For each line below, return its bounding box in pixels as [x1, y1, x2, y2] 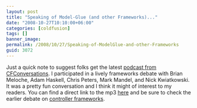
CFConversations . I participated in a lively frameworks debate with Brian [6, 69, 183, 77]
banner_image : [6, 36, 42, 42]
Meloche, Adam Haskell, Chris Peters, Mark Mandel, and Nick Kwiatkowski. [6, 76, 190, 83]
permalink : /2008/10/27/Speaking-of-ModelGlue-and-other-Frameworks [6, 42, 179, 48]
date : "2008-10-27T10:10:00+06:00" [6, 20, 94, 26]
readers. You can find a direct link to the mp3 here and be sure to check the [6, 88, 192, 96]
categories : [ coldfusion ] [6, 25, 70, 31]
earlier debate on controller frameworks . [6, 95, 105, 102]
